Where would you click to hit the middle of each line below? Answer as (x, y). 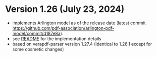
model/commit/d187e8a (36, 33)
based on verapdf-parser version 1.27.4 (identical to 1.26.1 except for (82, 44)
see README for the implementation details (57, 39)
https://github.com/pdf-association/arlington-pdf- (63, 28)
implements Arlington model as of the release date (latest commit (79, 23)
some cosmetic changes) (38, 49)
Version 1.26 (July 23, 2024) (65, 9)
